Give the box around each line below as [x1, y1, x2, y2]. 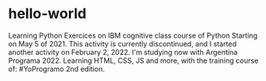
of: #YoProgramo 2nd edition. [8, 64, 106, 73]
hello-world [8, 5, 87, 23]
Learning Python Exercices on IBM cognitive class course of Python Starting [8, 31, 258, 40]
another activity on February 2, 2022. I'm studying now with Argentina [8, 47, 238, 57]
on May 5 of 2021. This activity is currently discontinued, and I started [8, 39, 237, 48]
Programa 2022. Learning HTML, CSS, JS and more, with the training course [8, 56, 259, 65]
